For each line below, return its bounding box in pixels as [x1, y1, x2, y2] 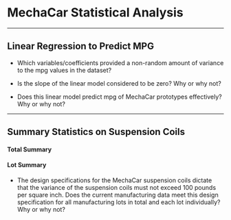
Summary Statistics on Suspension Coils [7, 126, 186, 138]
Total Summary [7, 145, 52, 154]
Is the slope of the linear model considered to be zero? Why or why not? [16, 79, 221, 87]
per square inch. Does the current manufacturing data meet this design [16, 191, 219, 199]
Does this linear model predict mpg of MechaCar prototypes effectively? [16, 93, 222, 101]
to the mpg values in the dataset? [16, 66, 112, 74]
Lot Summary [7, 161, 47, 169]
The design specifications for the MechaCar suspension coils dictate [16, 176, 212, 184]
